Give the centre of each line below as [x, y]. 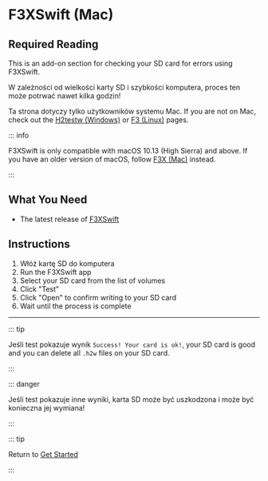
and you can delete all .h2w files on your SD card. [89, 352]
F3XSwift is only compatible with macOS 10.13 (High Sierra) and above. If [128, 151]
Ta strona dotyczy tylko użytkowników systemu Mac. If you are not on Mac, [132, 111]
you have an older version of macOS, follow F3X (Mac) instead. [112, 159]
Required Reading [53, 44]
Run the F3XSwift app [55, 272]
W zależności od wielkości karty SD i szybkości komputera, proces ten [124, 87]
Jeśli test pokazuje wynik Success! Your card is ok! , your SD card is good [132, 344]
